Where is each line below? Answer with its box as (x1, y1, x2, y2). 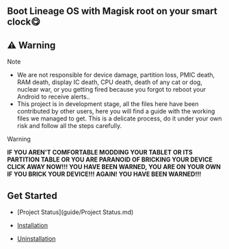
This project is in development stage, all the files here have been (16, 100, 199, 108)
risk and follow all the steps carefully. (16, 122, 122, 130)
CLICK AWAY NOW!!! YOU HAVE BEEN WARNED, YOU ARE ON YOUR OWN (7, 163, 221, 171)
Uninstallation (16, 235, 56, 243)
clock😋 (7, 16, 41, 28)
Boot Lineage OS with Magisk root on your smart (7, 5, 217, 17)
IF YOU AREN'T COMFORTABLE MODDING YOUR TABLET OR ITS (7, 148, 193, 157)
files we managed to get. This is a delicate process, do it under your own (16, 114, 222, 122)
